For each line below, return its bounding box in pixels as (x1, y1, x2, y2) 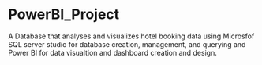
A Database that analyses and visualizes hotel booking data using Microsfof (8, 31, 255, 41)
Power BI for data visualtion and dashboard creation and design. (8, 48, 217, 57)
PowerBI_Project (8, 5, 120, 23)
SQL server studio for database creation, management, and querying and (8, 39, 246, 49)
